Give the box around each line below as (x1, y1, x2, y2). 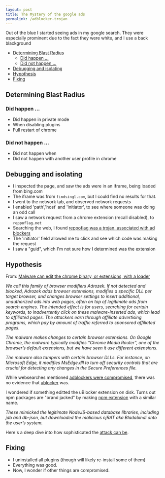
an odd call (12, 209, 36, 215)
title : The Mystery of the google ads (5, 12, 85, 17)
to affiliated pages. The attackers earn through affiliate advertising (5, 314, 142, 320)
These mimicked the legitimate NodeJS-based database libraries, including (5, 409, 159, 415)
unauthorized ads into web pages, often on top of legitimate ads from (5, 298, 147, 304)
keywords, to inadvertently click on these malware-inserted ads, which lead (5, 309, 160, 315)
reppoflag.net (12, 221, 42, 226)
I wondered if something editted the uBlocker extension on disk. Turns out (5, 389, 156, 395)
